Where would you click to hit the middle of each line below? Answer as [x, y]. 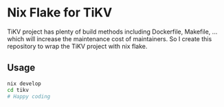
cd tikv [18, 90]
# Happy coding [29, 96]
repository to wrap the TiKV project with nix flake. [77, 46]
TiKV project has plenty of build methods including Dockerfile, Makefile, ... [112, 32]
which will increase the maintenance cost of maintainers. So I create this [110, 38]
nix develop [24, 84]
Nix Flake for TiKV [60, 13]
